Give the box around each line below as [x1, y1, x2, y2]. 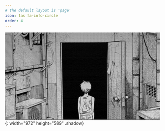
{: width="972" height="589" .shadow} [5, 120, 84, 126]
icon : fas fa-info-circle [5, 13, 58, 18]
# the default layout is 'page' [5, 8, 71, 13]
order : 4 [5, 18, 23, 23]
